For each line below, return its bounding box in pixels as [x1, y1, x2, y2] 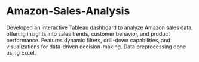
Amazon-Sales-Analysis [6, 4, 130, 18]
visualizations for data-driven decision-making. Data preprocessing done [6, 43, 186, 50]
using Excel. [6, 49, 36, 56]
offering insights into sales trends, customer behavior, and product [6, 30, 170, 37]
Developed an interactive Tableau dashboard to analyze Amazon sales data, [6, 24, 193, 31]
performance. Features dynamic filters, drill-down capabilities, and [6, 36, 170, 44]
